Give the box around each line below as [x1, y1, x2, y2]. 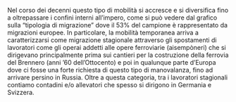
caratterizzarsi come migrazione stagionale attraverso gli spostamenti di [7, 36, 217, 44]
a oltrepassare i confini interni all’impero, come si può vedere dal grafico [7, 13, 218, 22]
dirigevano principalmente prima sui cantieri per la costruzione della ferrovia [7, 51, 229, 59]
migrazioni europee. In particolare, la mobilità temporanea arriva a [7, 28, 199, 37]
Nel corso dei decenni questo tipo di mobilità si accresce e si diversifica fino [7, 6, 229, 14]
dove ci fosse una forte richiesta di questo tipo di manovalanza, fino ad [7, 66, 213, 74]
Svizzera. [7, 88, 35, 96]
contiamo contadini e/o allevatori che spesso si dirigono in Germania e [7, 81, 212, 89]
